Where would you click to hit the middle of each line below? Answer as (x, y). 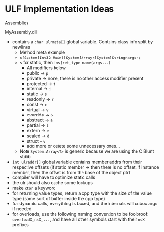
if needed (22, 209)
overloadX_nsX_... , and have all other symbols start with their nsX (78, 219)
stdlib (25, 156)
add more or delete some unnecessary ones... (73, 146)
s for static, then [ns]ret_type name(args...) (65, 62)
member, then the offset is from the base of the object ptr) (71, 172)
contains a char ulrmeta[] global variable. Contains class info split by (82, 42)
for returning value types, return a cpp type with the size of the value (82, 193)
